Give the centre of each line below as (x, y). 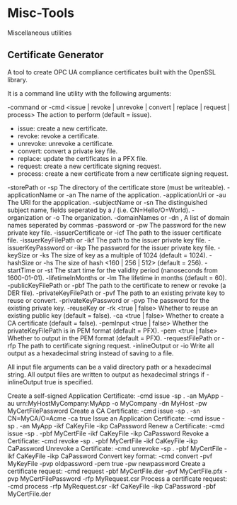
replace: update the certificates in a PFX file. (82, 158)
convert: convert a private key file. (68, 151)
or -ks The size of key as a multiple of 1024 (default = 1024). (120, 255)
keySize (19, 255)
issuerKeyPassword (36, 248)
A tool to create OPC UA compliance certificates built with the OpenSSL (112, 72)
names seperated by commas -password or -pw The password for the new (117, 225)
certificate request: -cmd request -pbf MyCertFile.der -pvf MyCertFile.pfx (115, 471)
